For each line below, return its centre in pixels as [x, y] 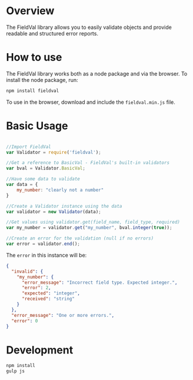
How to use [34, 58]
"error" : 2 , [36, 288]
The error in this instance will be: [46, 255]
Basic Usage [37, 126]
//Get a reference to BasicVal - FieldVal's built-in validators [88, 163]
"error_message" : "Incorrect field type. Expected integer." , [99, 282]
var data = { [22, 185]
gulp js [16, 371]
